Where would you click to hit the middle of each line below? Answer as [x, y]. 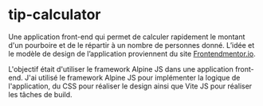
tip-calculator [55, 15]
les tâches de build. [41, 94]
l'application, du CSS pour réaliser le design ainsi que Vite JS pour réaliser [130, 86]
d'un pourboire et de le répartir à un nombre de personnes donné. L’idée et [131, 45]
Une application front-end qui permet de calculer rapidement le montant [127, 37]
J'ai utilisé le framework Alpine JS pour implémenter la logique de [132, 77]
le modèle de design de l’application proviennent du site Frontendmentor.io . [132, 53]
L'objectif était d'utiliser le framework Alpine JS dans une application [121, 69]
